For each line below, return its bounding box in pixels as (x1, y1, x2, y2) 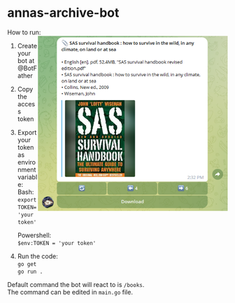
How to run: (7, 28, 41, 36)
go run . (17, 268, 43, 275)
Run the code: (17, 252, 58, 260)
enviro (17, 157, 36, 166)
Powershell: (17, 231, 52, 239)
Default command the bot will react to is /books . (7, 280, 145, 288)
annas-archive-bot (7, 5, 120, 21)
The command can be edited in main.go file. (7, 288, 133, 296)
